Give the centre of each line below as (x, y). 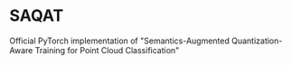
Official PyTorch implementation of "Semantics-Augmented (120, 41)
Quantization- (257, 41)
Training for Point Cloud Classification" (107, 50)
